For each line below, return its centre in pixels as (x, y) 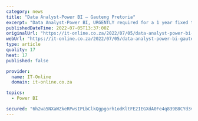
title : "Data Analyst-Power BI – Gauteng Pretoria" (71, 17)
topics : (16, 93)
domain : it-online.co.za (42, 82)
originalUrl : (22, 33)
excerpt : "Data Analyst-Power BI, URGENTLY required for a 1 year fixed (97, 22)
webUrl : (16, 39)
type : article (24, 45)
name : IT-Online (31, 77)
